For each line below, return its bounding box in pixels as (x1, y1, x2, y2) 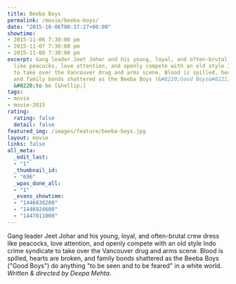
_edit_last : (13, 154, 49, 161)
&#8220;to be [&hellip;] (13, 82, 86, 89)
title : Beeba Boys (7, 10, 61, 18)
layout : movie (7, 134, 49, 141)
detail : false (13, 121, 55, 128)
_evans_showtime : (13, 193, 65, 200)
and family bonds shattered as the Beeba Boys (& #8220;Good (13, 75, 193, 83)
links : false (7, 141, 46, 148)
